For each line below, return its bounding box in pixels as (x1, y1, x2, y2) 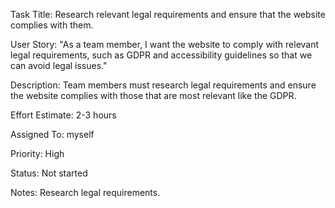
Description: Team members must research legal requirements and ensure (10, 79, 317, 91)
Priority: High (10, 148, 65, 159)
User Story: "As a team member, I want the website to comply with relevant (10, 39, 320, 50)
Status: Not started (10, 167, 88, 179)
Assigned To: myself (10, 129, 95, 140)
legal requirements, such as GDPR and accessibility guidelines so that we (10, 49, 313, 61)
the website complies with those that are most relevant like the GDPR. (10, 90, 297, 101)
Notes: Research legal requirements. (10, 187, 161, 198)
